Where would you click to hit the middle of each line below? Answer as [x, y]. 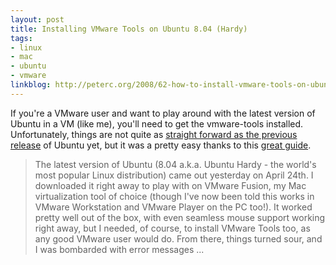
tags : [21, 38]
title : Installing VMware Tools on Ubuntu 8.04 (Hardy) [129, 29]
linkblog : [31, 85]
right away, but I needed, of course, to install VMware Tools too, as [172, 228]
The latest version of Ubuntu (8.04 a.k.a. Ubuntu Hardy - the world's [175, 164]
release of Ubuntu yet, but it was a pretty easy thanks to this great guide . [161, 145]
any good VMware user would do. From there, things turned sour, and [178, 238]
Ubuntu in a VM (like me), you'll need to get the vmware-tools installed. [157, 123]
